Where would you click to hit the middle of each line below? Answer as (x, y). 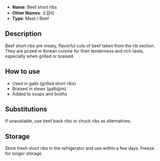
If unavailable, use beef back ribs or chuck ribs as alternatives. (68, 121)
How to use (23, 71)
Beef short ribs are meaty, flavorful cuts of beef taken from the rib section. (80, 46)
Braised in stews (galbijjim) (39, 88)
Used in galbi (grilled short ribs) (44, 83)
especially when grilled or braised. (40, 56)
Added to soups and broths (40, 94)
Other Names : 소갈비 (33, 13)
